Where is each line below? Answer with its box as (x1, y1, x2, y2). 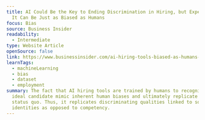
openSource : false (6, 48, 53, 55)
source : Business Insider (6, 25, 72, 32)
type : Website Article (6, 43, 64, 49)
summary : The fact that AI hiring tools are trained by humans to (6, 88, 179, 94)
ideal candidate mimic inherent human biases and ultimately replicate (12, 93, 198, 99)
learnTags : (6, 59, 34, 65)
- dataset (12, 76, 37, 82)
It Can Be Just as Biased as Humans (12, 15, 105, 21)
